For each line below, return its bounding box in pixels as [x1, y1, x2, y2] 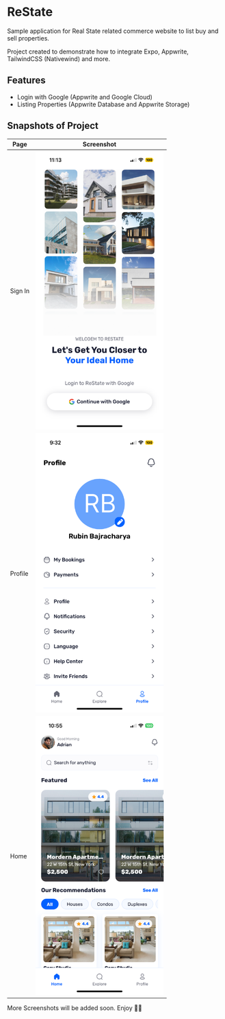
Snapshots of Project [7, 120, 99, 132]
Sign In [10, 286, 30, 295]
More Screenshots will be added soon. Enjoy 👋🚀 [7, 1003, 142, 1012]
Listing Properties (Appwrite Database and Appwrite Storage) [16, 100, 190, 108]
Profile [10, 569, 29, 577]
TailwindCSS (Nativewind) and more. [7, 54, 111, 62]
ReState [7, 4, 53, 20]
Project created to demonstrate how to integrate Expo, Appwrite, [7, 47, 189, 56]
